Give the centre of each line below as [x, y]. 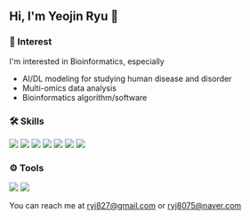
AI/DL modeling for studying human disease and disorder [127, 78]
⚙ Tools [27, 167]
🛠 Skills [27, 121]
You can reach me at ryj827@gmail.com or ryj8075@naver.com [125, 206]
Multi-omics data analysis [69, 88]
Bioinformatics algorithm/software [85, 97]
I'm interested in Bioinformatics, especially [87, 61]
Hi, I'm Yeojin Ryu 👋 [64, 16]
